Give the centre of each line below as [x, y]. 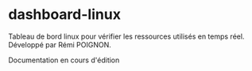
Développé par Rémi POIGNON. [60, 44]
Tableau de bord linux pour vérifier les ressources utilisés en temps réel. [126, 36]
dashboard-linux [65, 15]
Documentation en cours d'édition [64, 60]
